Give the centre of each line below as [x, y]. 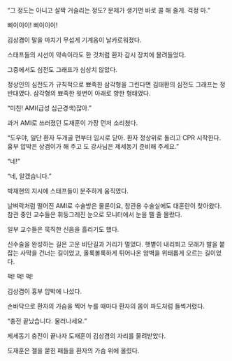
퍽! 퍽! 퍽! [20, 277]
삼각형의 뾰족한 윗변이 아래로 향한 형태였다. [92, 93]
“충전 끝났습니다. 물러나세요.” [47, 321]
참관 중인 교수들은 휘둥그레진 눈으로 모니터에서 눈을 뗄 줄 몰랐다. [95, 214]
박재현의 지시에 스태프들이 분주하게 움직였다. [68, 191]
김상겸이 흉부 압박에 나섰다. [45, 291]
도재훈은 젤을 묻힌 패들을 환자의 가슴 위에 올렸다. [73, 351]
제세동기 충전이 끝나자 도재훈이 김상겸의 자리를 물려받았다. [87, 336]
